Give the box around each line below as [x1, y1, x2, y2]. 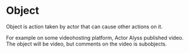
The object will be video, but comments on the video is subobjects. [6, 40, 167, 47]
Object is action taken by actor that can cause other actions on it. [6, 23, 163, 30]
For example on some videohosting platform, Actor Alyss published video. [6, 34, 184, 41]
